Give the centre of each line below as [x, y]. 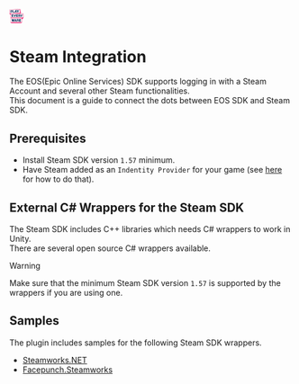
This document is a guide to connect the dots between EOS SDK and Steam [150, 101]
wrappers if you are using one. [66, 293]
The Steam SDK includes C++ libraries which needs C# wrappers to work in [150, 229]
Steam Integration [78, 56]
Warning [25, 266]
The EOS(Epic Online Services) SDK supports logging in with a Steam [138, 82]
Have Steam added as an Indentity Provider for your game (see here [152, 170]
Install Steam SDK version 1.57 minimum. [99, 160]
